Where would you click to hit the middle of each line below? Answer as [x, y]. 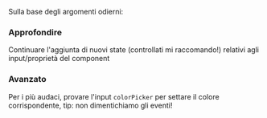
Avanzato [27, 79]
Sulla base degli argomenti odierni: [66, 12]
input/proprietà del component [59, 59]
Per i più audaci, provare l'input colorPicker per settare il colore [114, 96]
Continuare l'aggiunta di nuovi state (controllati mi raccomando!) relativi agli [134, 50]
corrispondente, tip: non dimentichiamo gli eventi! [90, 105]
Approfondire [35, 32]
